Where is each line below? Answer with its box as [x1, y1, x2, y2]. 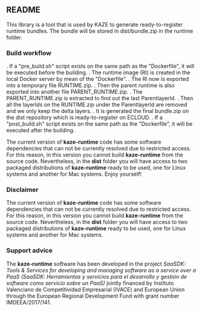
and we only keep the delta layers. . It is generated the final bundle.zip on [6, 107, 189, 115]
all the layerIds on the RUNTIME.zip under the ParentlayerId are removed [6, 101, 187, 108]
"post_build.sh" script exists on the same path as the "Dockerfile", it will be [6, 120, 193, 127]
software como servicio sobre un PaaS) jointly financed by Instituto [6, 279, 174, 286]
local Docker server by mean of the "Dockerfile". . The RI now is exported [6, 75, 189, 83]
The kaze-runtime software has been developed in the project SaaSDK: [6, 260, 186, 268]
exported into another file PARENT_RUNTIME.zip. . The [6, 88, 143, 95]
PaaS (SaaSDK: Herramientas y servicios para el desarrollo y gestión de [6, 273, 187, 280]
